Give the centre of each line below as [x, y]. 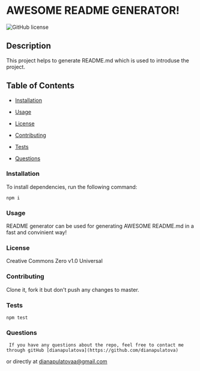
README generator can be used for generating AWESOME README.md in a [100, 226]
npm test [17, 318]
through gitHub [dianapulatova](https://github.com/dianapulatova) [92, 351]
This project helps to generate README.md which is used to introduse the [98, 60]
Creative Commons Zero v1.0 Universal [55, 261]
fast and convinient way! [37, 232]
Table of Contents [41, 86]
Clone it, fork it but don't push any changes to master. [73, 289]
